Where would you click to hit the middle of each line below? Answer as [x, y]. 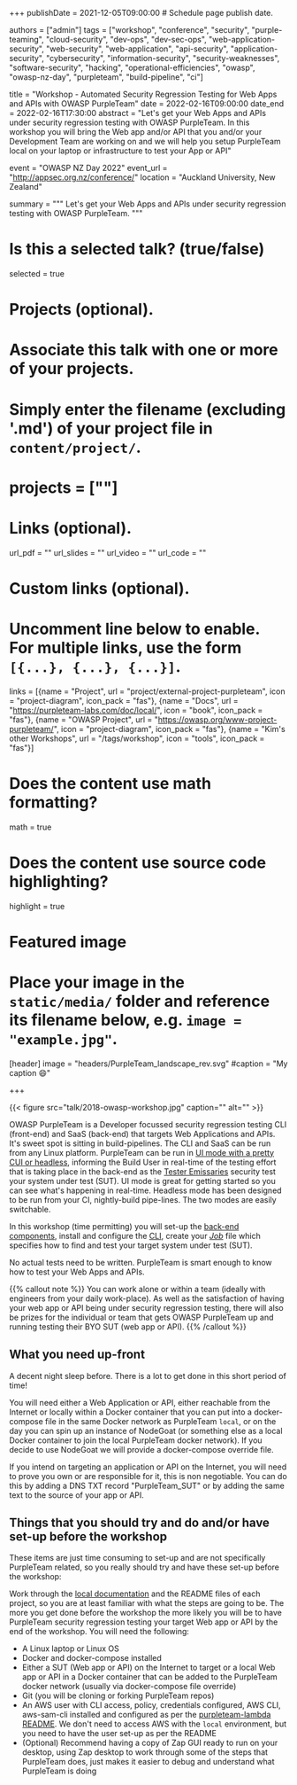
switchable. [30, 1209]
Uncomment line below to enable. [135, 629]
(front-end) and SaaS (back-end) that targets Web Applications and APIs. [142, 1134]
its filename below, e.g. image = [126, 1020]
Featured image [68, 942]
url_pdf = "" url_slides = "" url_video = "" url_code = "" [108, 552]
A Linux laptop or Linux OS [70, 1649]
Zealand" [26, 187]
